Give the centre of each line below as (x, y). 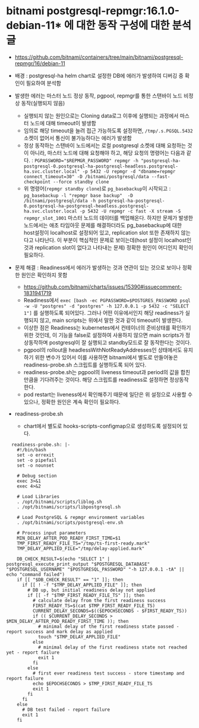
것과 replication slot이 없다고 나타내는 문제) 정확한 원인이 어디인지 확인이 (108, 247)
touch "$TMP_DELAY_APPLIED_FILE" (79, 637)
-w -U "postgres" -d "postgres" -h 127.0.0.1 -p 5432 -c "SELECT (106, 306)
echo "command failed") (36, 574)
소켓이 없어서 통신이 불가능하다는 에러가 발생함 (78, 138)
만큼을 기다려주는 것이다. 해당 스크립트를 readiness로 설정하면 (96, 379)
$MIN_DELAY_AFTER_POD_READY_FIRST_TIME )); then (67, 621)
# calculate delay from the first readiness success (99, 600)
